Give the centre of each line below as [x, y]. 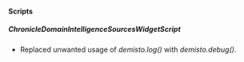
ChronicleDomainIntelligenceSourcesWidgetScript [95, 29]
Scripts [21, 11]
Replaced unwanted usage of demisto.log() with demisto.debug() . [128, 49]
